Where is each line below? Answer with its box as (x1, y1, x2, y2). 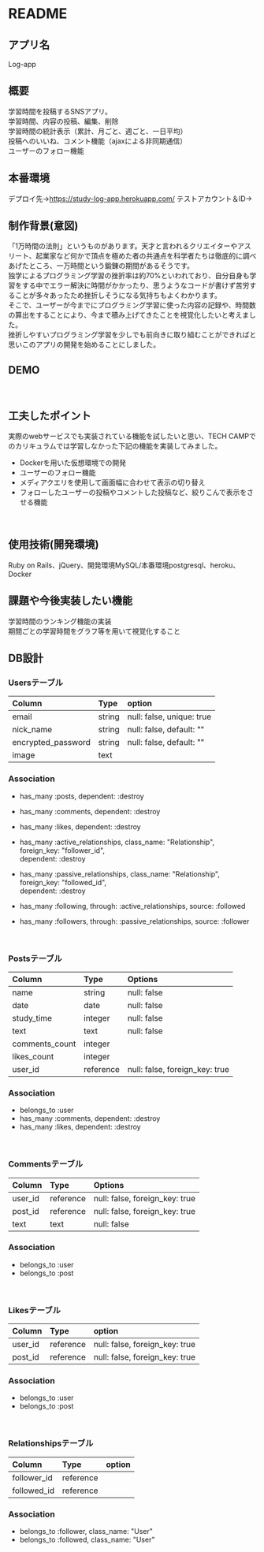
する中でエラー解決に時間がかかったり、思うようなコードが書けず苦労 (21, 281, 250, 290)
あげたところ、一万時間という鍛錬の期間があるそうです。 (8, 261, 195, 270)
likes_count (12, 1051, 54, 1062)
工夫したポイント (8, 409, 91, 422)
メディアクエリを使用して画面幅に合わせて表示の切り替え (19, 478, 206, 487)
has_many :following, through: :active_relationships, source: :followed (19, 901, 246, 910)
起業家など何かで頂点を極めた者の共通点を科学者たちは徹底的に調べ (35, 251, 257, 261)
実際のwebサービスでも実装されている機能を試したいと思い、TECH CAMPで (8, 431, 256, 441)
